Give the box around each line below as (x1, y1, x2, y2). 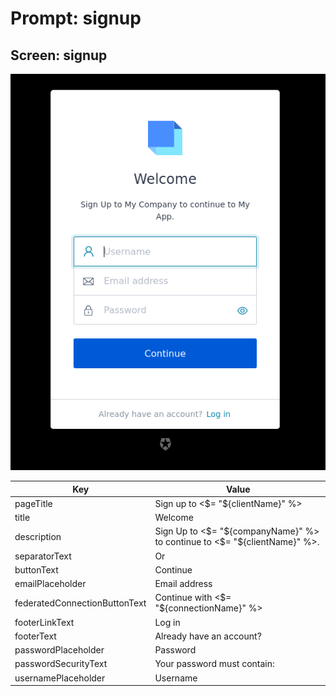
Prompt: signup (10, 7, 142, 30)
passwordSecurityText (14, 658, 108, 670)
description (14, 530, 62, 542)
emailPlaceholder (14, 578, 87, 590)
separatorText (14, 550, 72, 562)
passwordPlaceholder (14, 644, 105, 656)
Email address (154, 578, 213, 590)
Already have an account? (154, 630, 262, 642)
